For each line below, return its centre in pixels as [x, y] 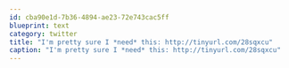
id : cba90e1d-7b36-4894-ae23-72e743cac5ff [89, 17]
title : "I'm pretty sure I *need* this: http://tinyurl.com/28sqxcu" [141, 42]
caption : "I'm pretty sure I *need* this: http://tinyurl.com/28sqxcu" [145, 50]
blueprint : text [39, 26]
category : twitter [43, 34]
